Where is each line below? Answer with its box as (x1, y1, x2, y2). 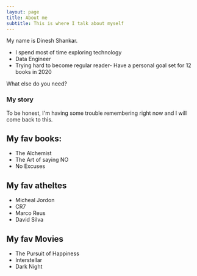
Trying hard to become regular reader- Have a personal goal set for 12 (15, 62, 192, 69)
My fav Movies (6, 233, 64, 244)
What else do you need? (6, 80, 67, 87)
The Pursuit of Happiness (15, 250, 79, 257)
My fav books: (6, 134, 62, 144)
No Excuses (15, 162, 46, 170)
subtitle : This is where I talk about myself (6, 20, 124, 26)
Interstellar (15, 256, 43, 264)
